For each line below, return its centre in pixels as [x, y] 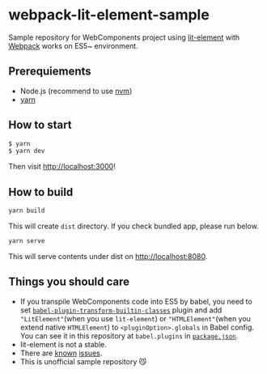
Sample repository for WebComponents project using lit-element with [124, 37]
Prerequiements [50, 72]
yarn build [27, 211]
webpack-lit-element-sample [109, 15]
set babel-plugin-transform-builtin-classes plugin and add [121, 310]
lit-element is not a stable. [64, 344]
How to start [40, 125]
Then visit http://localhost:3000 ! [62, 167]
